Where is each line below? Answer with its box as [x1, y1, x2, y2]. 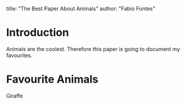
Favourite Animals [6, 73, 99, 86]
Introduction [6, 26, 69, 39]
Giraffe [6, 92, 23, 99]
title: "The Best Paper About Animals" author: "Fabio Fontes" [6, 5, 155, 12]
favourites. [6, 52, 33, 59]
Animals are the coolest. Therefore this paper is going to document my [6, 45, 181, 52]
